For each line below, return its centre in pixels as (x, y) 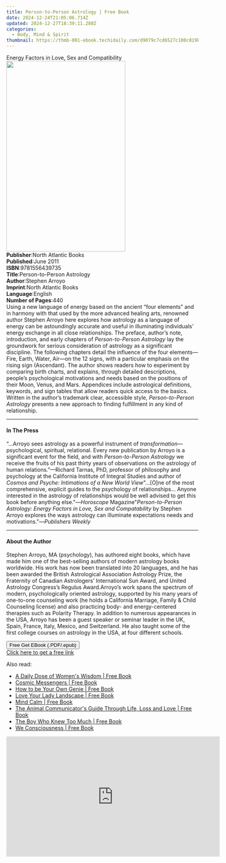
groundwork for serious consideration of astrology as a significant (89, 346)
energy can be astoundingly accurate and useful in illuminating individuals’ (100, 326)
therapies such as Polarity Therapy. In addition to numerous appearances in (101, 613)
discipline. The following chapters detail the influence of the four (87, 352)
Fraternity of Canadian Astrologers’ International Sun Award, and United (97, 581)
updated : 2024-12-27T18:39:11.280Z (51, 23)
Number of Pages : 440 (35, 300)
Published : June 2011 (33, 261)
